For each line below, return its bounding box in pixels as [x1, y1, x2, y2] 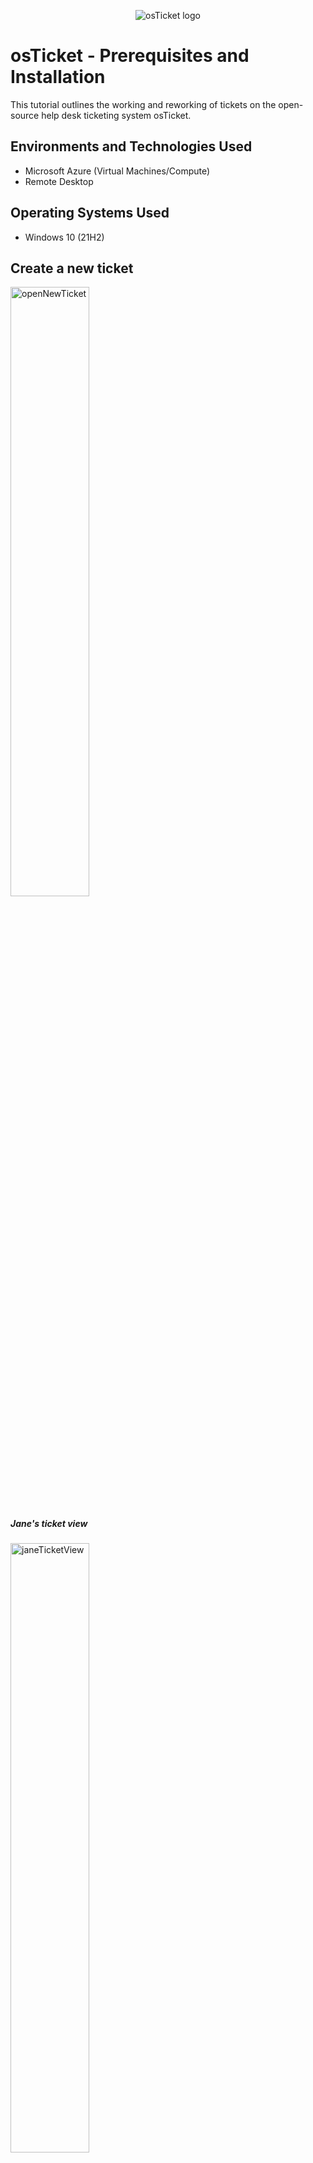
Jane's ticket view [10, 1517, 88, 1529]
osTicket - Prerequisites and [10, 45, 250, 67]
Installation [10, 66, 106, 89]
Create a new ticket [10, 260, 134, 277]
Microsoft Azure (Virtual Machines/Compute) [24, 165, 211, 177]
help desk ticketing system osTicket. [41, 109, 192, 121]
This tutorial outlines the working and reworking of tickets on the [10, 98, 277, 110]
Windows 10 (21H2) [24, 231, 105, 243]
